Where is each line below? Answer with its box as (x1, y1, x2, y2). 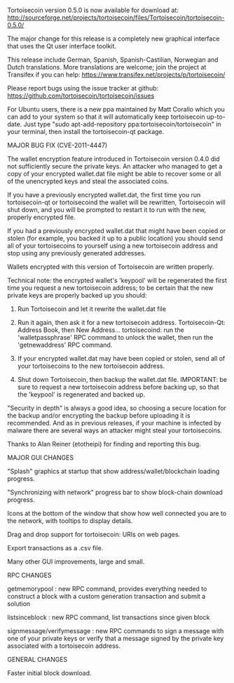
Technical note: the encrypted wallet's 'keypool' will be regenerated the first (7, 277, 228, 284)
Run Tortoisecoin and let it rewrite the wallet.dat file (17, 305, 167, 313)
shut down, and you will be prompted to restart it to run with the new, (7, 206, 207, 213)
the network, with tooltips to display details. (7, 517, 133, 525)
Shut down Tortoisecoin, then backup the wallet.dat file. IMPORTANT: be (17, 376, 228, 383)
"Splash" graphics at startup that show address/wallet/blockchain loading (7, 467, 220, 475)
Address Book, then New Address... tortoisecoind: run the (17, 326, 184, 334)
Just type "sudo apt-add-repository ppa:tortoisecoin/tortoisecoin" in (23, 120, 222, 128)
